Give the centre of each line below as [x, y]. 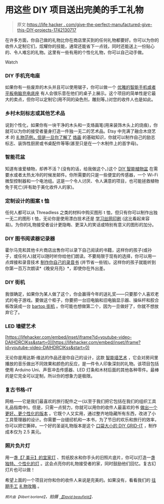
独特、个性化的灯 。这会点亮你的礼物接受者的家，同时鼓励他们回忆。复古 [78, 463]
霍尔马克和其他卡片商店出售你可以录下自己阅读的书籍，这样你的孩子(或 [76, 250]
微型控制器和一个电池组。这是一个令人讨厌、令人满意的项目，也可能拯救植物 [82, 181]
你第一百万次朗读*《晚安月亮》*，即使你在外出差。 [57, 268]
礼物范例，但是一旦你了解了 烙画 [49, 137]
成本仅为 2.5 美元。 [24, 432]
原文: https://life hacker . [41, 24]
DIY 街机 [15, 283]
